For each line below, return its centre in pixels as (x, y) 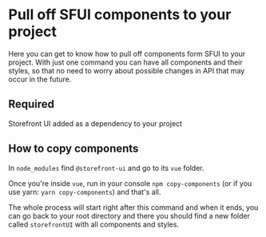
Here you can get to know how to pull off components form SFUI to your (127, 53)
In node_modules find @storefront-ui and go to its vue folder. (106, 168)
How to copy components (73, 149)
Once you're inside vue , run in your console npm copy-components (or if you (130, 183)
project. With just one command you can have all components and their (126, 62)
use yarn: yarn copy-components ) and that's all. (85, 192)
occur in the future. (40, 79)
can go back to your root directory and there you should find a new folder (129, 215)
